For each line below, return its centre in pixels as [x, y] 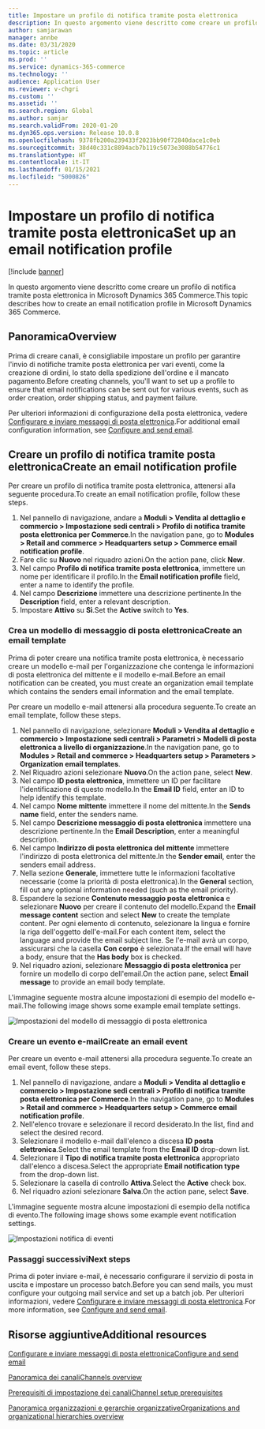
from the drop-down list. [59, 1175]
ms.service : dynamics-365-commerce [67, 67]
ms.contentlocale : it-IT [49, 163]
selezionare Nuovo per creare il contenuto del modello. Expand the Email [138, 906]
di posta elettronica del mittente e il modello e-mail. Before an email [117, 674]
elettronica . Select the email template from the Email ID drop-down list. [135, 1150]
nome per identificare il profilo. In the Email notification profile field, [130, 576]
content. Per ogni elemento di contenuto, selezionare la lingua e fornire [135, 923]
